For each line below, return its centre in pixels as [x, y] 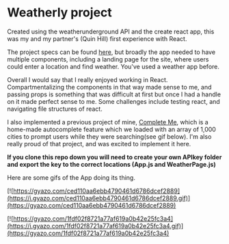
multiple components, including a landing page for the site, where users [108, 59]
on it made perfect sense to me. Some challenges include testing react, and [113, 101]
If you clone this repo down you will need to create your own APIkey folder [114, 157]
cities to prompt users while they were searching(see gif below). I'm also [109, 136]
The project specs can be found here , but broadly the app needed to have [111, 52]
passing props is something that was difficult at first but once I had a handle [114, 94]
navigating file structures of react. [55, 109]
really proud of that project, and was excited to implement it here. [99, 144]
